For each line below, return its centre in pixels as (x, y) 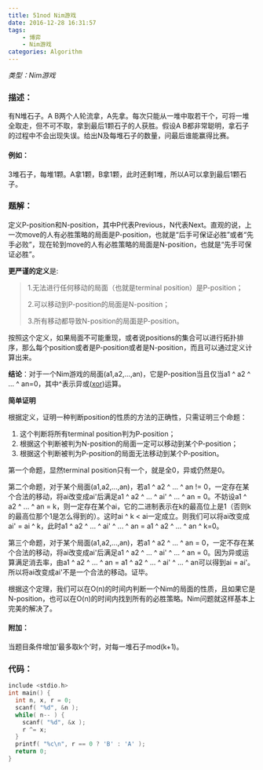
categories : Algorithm (45, 52)
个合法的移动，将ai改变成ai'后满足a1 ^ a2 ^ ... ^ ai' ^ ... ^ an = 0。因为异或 (125, 552)
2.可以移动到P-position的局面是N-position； (99, 304)
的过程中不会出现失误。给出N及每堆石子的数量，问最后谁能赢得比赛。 (121, 136)
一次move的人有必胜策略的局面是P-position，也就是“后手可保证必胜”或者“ (128, 234)
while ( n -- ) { (40, 715)
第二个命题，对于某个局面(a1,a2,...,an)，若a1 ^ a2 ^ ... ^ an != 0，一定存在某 (129, 487)
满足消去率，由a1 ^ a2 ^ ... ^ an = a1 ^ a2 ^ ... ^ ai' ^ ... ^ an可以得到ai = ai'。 (135, 562)
